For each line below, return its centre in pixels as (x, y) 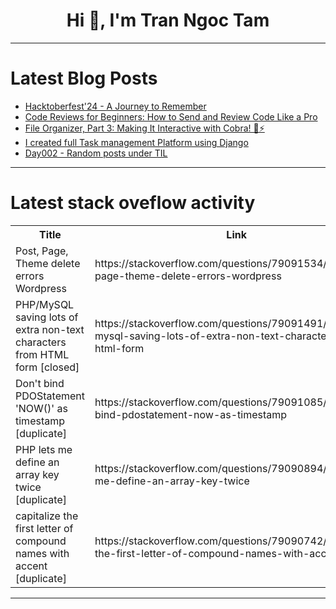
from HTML (42, 354)
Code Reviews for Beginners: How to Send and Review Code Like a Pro (171, 116)
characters (41, 342)
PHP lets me (44, 449)
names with (42, 553)
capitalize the (47, 516)
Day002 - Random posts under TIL (96, 153)
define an (37, 462)
